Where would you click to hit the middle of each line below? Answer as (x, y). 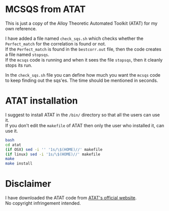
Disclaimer (28, 184)
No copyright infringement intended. (43, 203)
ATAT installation (42, 101)
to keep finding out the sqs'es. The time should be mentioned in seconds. (82, 80)
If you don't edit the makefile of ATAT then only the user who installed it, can (85, 125)
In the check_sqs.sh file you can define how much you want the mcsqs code (83, 75)
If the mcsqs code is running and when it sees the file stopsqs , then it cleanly (84, 60)
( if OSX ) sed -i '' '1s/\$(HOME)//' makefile (54, 149)
